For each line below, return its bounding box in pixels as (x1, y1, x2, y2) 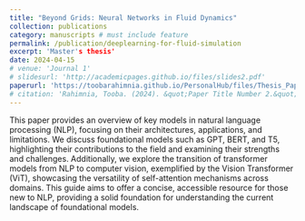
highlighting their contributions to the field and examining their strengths (9, 143, 280, 155)
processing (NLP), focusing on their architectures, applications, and (9, 124, 263, 135)
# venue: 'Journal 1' (9, 65, 92, 74)
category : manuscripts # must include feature (9, 30, 189, 39)
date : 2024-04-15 (9, 55, 75, 65)
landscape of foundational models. (9, 201, 139, 212)
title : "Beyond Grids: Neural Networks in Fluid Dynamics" (9, 13, 238, 23)
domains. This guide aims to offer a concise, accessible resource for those (9, 182, 289, 193)
